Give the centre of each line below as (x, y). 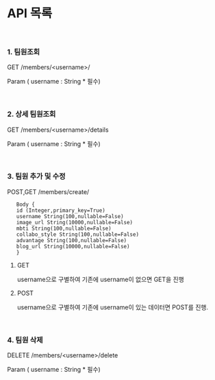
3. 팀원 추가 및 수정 (37, 176)
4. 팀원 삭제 (25, 340)
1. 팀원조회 (24, 51)
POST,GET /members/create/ (48, 191)
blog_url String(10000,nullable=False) (73, 246)
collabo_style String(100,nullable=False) (77, 234)
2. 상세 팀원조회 (31, 115)
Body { (26, 204)
